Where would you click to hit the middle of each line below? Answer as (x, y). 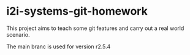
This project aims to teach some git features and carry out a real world (95, 28)
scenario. (18, 34)
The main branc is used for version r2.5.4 (59, 46)
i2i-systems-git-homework (77, 11)
